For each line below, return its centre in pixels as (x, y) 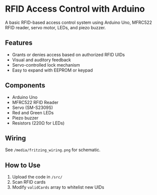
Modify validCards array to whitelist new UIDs (58, 187)
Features (19, 43)
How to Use (23, 165)
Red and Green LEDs (33, 112)
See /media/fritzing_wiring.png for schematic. (53, 150)
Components (25, 85)
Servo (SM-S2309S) (33, 107)
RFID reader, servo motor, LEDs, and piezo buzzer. (55, 27)
